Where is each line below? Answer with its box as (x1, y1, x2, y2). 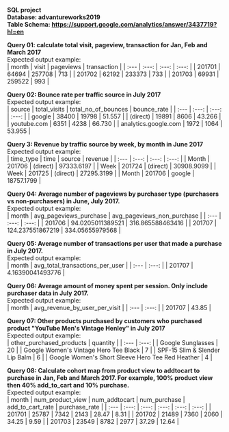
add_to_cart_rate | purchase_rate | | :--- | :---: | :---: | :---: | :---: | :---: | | (7, 403, 212, 411)
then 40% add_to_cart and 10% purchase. (7, 381, 130, 389)
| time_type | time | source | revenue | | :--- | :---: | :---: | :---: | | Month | (7, 155, 210, 163)
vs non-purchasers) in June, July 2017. (7, 197, 120, 205)
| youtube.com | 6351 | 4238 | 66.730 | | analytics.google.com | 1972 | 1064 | (7, 120, 223, 127)
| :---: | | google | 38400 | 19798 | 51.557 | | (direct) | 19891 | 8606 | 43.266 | (7, 112, 221, 120)
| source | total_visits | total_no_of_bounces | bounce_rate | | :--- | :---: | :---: (7, 105, 222, 113)
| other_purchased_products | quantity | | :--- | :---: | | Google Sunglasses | (7, 339, 219, 346)
